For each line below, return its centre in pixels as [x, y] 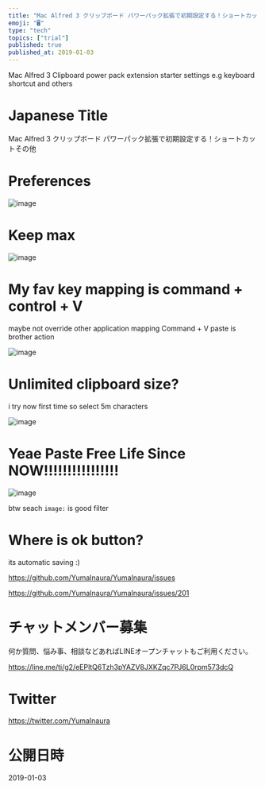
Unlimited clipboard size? [94, 384]
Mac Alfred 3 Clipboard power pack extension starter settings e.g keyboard [132, 75]
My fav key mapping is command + [126, 289]
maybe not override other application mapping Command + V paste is [122, 328]
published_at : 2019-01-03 [51, 52]
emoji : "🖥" [27, 23]
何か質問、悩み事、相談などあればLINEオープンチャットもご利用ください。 [130, 651]
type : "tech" [30, 30]
